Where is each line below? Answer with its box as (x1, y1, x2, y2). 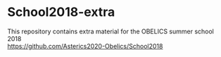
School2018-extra (7, 4, 115, 20)
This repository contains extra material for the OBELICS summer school (7, 27, 215, 35)
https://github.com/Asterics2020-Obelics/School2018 (7, 42, 163, 50)
